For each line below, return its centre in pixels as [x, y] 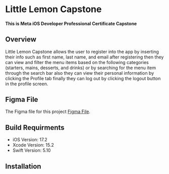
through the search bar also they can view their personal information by [80, 73]
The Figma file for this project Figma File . [48, 111]
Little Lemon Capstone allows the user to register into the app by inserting [82, 51]
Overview [21, 40]
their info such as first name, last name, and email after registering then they [84, 57]
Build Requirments [35, 127]
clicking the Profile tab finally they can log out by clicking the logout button [83, 78]
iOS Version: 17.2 [30, 140]
